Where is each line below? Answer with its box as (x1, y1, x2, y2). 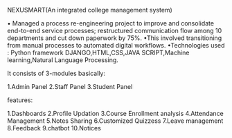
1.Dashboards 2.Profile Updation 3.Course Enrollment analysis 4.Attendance (7, 110, 224, 117)
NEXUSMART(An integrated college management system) (7, 6, 173, 14)
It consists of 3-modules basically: (7, 69, 106, 77)
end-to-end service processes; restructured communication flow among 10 (7, 27, 222, 34)
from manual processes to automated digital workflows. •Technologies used (7, 41, 225, 49)
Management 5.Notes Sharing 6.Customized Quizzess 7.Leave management (7, 117, 224, 125)
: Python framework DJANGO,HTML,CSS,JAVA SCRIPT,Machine (7, 48, 190, 57)
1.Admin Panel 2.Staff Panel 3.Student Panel (7, 83, 133, 90)
